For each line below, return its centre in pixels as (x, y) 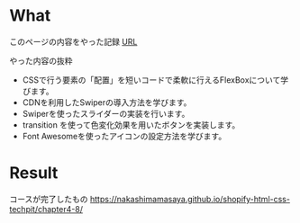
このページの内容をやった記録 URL (73, 41)
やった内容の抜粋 (41, 60)
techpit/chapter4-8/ (46, 209)
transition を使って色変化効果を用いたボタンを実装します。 (131, 125)
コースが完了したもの (49, 199)
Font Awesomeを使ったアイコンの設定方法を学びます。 (124, 136)
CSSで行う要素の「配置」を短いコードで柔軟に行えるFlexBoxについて (151, 80)
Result (34, 173)
